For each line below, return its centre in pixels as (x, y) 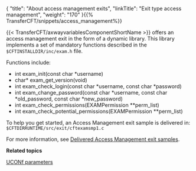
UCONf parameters (30, 162)
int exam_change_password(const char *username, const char (91, 93)
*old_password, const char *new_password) (68, 99)
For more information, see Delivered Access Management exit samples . (93, 139)
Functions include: (29, 62)
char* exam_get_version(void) (51, 80)
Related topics (24, 150)
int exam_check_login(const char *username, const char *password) (98, 86)
